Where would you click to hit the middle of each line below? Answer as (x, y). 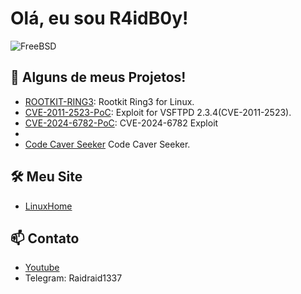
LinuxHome (48, 206)
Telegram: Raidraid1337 (73, 278)
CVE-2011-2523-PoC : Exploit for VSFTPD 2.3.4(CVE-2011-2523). (158, 112)
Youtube (42, 268)
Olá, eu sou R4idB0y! (99, 18)
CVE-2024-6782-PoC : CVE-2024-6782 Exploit (121, 123)
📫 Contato (45, 238)
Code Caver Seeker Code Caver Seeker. (107, 144)
